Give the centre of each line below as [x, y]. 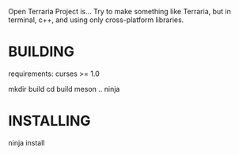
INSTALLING [49, 121]
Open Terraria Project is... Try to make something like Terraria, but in [120, 11]
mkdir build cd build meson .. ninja [64, 89]
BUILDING [42, 52]
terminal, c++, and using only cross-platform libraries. [96, 20]
